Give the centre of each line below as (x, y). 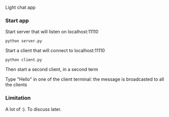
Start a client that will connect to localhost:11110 (55, 51)
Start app (17, 20)
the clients (16, 85)
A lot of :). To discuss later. (33, 109)
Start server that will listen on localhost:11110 (52, 32)
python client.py (24, 60)
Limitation (18, 98)
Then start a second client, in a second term (52, 69)
